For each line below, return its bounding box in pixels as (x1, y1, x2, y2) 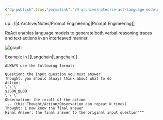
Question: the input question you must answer (5, 71, 101, 77)
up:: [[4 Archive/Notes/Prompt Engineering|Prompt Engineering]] (5, 20, 135, 26)
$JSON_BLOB (5, 88, 27, 94)
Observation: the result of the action (5, 97, 86, 102)
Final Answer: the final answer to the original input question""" (5, 110, 145, 115)
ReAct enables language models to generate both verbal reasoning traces (5, 30, 152, 35)
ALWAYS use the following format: (5, 63, 75, 68)
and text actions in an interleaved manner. (5, 35, 89, 41)
